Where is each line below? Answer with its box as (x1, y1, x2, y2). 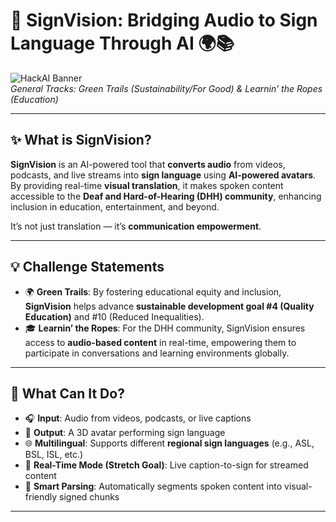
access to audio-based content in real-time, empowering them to (24, 336, 297, 348)
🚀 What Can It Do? (10, 385, 125, 402)
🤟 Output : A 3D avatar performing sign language (24, 427, 226, 439)
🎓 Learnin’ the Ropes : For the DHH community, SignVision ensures (24, 322, 306, 334)
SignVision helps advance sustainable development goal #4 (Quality (24, 300, 315, 312)
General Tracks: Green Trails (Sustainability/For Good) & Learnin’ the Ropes (10, 82, 323, 94)
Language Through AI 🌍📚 (10, 32, 235, 55)
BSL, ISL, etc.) (24, 449, 84, 461)
